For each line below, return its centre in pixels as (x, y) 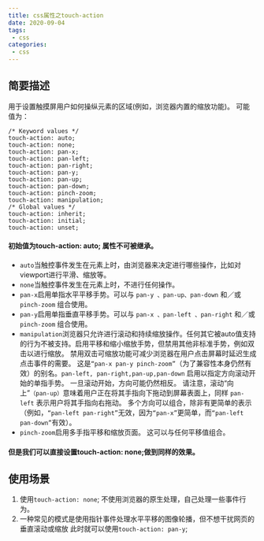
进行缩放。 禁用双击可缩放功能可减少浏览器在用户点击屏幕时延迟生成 (145, 354)
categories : (28, 45)
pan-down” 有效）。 (48, 423)
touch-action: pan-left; (49, 158)
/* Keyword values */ (44, 131)
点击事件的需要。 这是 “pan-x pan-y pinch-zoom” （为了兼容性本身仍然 (132, 364)
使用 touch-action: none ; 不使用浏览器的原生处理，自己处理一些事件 (129, 499)
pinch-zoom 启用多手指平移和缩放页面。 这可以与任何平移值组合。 (125, 432)
